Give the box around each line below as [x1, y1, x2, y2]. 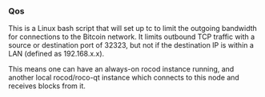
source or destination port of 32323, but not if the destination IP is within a [8, 41, 255, 50]
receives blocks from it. [8, 81, 86, 91]
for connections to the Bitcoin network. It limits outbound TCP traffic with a [8, 32, 255, 41]
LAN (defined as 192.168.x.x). [8, 49, 105, 59]
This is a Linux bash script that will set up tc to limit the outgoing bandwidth [8, 24, 258, 33]
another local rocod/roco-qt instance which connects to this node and [8, 73, 240, 83]
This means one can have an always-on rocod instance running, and [8, 64, 235, 74]
